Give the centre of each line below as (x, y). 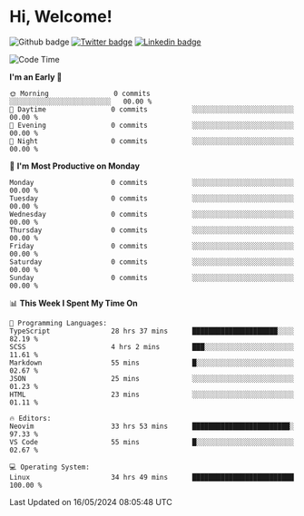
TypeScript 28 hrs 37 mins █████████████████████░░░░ (152, 331)
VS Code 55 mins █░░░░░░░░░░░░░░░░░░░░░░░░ (152, 442)
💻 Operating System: (50, 467)
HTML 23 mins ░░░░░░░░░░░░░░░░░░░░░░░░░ (152, 394)
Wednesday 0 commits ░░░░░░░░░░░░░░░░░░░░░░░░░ (152, 214)
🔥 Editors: (30, 418)
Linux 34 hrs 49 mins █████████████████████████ (152, 477)
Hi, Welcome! (61, 17)
